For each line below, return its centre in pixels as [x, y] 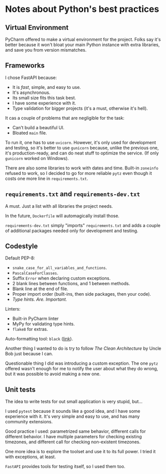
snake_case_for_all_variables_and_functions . [60, 268]
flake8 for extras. [30, 329]
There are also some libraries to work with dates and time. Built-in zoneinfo [82, 168]
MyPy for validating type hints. [44, 324]
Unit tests [20, 389]
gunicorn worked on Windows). [37, 158]
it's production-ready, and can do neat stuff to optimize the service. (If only [82, 153]
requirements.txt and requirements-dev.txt [73, 194]
